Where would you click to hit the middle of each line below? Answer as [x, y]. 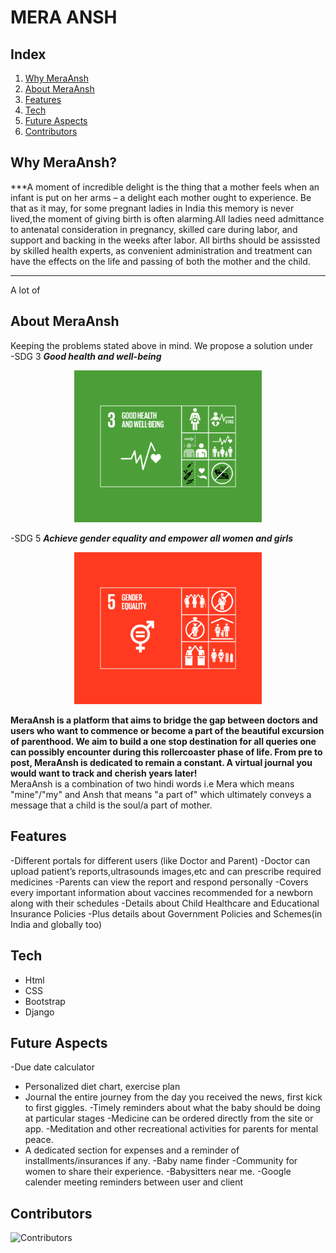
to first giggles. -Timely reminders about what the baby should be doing [172, 1108]
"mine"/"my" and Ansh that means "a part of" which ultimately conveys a [161, 794]
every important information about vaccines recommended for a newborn [162, 892]
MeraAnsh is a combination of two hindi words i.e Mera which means [152, 783]
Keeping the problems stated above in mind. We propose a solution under [161, 345]
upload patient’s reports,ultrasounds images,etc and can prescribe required [166, 871]
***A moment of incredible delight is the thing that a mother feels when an [165, 187]
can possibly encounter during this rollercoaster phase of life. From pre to [166, 752]
